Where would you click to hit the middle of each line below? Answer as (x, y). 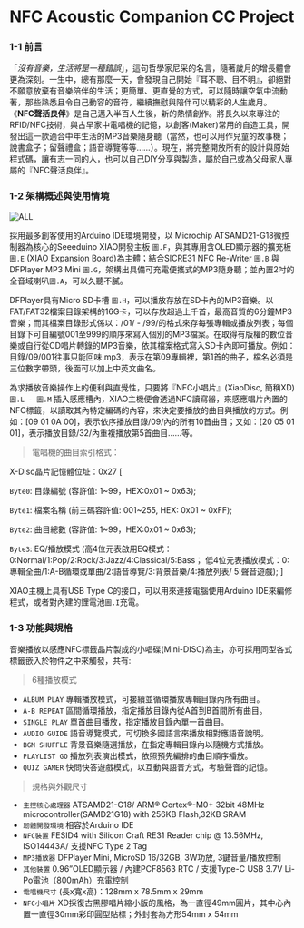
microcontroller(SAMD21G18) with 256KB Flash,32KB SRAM (134, 814)
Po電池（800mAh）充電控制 (75, 880)
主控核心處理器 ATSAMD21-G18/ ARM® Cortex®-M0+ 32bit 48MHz (143, 805)
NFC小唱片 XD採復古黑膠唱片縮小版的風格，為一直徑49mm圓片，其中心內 (157, 903)
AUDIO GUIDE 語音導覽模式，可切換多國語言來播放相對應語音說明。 (146, 734)
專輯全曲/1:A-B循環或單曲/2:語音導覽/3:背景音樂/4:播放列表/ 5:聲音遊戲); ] (147, 571)
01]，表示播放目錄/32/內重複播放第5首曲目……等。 (103, 432)
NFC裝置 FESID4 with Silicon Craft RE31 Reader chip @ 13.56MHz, (143, 835)
